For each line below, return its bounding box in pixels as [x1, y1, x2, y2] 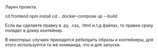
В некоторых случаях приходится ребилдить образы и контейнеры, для [5, 37, 154, 42]
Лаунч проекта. [5, 4, 37, 10]
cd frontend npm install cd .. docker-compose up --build [5, 13, 117, 19]
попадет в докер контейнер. [5, 28, 63, 33]
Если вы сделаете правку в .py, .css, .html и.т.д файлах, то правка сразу [5, 22, 154, 28]
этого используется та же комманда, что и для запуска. [5, 42, 121, 47]
